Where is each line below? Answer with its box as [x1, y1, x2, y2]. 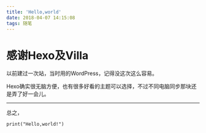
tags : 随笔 [6, 20, 32, 26]
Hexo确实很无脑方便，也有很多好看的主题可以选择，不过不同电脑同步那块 [6, 83, 191, 90]
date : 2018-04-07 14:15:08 [6, 15, 75, 21]
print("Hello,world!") [6, 121, 64, 128]
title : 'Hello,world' [6, 9, 62, 15]
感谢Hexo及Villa [6, 48, 89, 62]
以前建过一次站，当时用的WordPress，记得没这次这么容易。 [6, 70, 158, 77]
